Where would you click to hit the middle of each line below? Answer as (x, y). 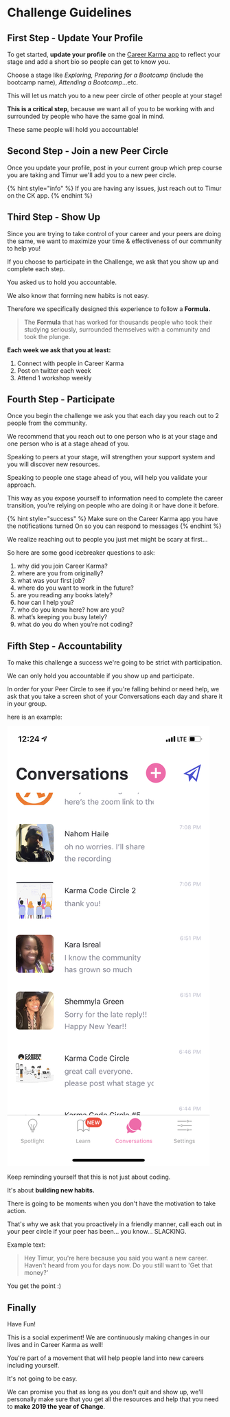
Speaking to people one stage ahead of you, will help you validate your (107, 478)
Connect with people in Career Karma (70, 363)
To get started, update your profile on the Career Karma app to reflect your (114, 54)
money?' (36, 1273)
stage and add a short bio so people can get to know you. (89, 62)
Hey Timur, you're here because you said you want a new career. (116, 1258)
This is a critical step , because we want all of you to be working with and (111, 109)
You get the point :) (34, 1286)
